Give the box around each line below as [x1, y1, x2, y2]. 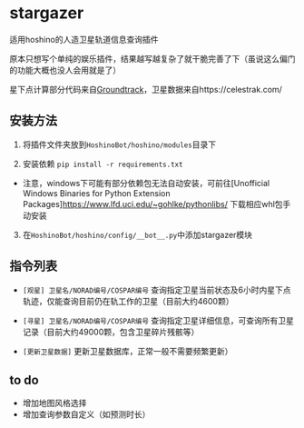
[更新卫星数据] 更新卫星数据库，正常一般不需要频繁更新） [22, 345, 233, 356]
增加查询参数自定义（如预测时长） [22, 409, 151, 420]
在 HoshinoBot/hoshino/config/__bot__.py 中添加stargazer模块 [22, 229, 252, 240]
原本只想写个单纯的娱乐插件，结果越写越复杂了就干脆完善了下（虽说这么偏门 [9, 53, 296, 64]
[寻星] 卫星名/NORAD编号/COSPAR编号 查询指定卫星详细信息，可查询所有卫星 [22, 314, 295, 325]
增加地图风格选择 [22, 398, 87, 409]
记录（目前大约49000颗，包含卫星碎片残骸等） [22, 326, 200, 337]
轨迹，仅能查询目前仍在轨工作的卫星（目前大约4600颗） [22, 295, 234, 306]
